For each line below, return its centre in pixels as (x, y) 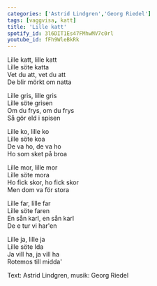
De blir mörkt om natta (39, 82)
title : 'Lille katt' (37, 27)
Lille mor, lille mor (32, 168)
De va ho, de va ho (34, 147)
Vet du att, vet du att (37, 75)
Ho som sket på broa (37, 154)
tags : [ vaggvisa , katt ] (42, 20)
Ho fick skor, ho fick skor (43, 182)
